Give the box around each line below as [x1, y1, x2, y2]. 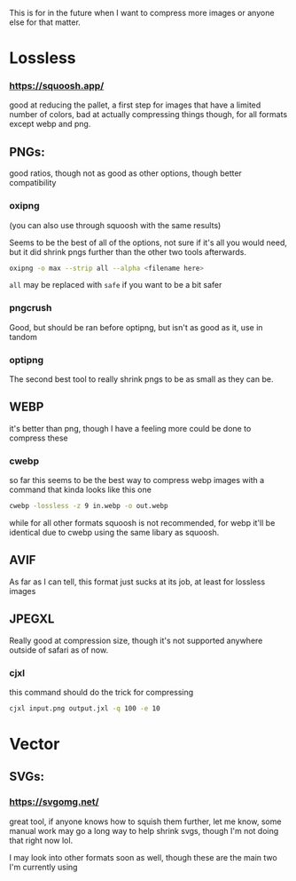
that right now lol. [9, 835, 74, 845]
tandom [9, 331, 38, 342]
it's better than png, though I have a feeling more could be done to [9, 423, 252, 433]
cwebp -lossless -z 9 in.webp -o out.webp [9, 502, 168, 511]
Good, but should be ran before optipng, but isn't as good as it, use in [9, 321, 263, 332]
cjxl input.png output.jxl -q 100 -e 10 [9, 703, 161, 713]
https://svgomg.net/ [9, 796, 99, 808]
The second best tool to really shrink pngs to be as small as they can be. [9, 374, 274, 385]
